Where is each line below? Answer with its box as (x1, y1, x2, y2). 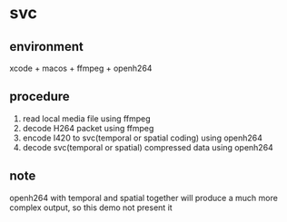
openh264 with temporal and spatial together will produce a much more (9, 192, 279, 203)
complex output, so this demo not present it (9, 202, 173, 213)
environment (9, 39, 84, 54)
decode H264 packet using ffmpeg (22, 122, 154, 133)
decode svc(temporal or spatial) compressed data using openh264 (22, 141, 274, 152)
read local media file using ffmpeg (22, 112, 152, 124)
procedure (9, 89, 70, 104)
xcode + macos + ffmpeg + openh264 (9, 63, 153, 73)
